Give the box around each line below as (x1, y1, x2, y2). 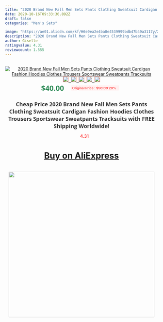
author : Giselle (5, 38, 38, 44)
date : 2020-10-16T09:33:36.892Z (5, 12, 70, 16)
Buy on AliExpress (44, 150, 119, 161)
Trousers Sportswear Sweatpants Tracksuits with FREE (8, 114, 155, 123)
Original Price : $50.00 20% (72, 85, 116, 90)
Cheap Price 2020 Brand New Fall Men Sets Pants (16, 100, 147, 108)
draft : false (5, 16, 32, 21)
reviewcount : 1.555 (5, 47, 45, 52)
